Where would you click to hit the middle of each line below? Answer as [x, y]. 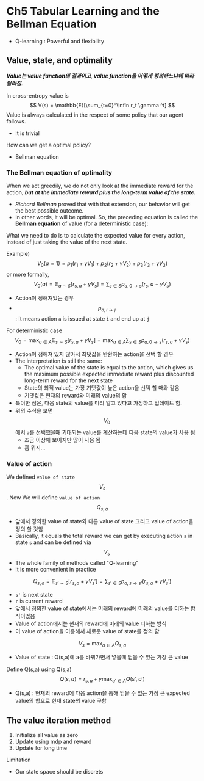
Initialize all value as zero [46, 735]
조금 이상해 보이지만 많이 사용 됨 [62, 440]
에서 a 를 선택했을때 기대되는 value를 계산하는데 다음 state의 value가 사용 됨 [105, 432]
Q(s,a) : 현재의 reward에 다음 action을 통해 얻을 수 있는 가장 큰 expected [103, 693]
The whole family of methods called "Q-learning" [77, 562]
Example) [18, 254]
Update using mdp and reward [53, 741]
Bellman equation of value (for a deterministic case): [82, 223]
